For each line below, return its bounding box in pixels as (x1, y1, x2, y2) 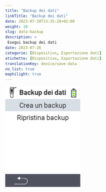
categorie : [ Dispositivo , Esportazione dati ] (5, 50, 101, 55)
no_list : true (5, 66, 35, 71)
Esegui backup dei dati (7, 40, 57, 45)
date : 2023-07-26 (5, 45, 41, 50)
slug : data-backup (5, 29, 43, 35)
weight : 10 (5, 24, 28, 29)
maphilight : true (5, 72, 41, 77)
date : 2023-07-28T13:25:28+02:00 (5, 19, 75, 24)
